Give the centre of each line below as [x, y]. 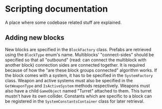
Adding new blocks [35, 38]
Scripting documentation [57, 9]
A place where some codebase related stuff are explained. [64, 22]
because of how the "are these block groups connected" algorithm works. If [81, 70]
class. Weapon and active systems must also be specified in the [69, 80]
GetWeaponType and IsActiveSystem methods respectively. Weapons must [78, 86]
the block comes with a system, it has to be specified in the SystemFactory [79, 75]
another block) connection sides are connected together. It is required [75, 65]
